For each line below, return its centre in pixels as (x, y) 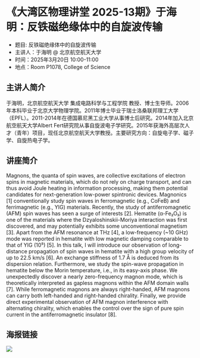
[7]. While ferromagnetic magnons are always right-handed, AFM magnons (98, 289)
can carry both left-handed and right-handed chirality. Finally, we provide (96, 296)
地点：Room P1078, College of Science (62, 67)
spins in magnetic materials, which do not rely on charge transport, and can (99, 181)
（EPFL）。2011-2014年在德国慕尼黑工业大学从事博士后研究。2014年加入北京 (100, 118)
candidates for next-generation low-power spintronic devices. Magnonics (96, 194)
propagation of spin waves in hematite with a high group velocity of (111, 251)
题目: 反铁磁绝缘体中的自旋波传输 (55, 45)
